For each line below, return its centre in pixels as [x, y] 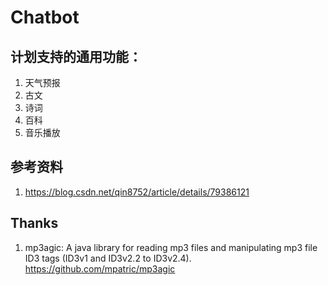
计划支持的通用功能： [76, 56]
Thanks [34, 223]
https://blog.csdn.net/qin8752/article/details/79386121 [137, 192]
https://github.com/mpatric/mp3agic [100, 268]
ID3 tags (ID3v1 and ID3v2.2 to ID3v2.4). [108, 258]
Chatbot [45, 17]
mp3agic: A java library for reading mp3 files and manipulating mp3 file [171, 247]
